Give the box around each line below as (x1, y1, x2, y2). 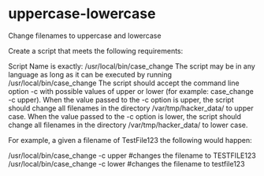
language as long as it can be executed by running (8, 69, 172, 79)
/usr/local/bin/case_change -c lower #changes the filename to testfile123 (8, 159, 246, 168)
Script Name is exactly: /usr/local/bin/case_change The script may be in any (8, 61, 256, 71)
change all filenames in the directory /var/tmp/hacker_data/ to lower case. (8, 120, 248, 129)
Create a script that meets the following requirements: (8, 46, 184, 55)
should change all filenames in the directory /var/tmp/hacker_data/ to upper (8, 103, 254, 113)
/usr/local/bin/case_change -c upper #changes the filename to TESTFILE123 (8, 151, 256, 160)
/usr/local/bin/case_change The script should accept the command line (8, 78, 240, 88)
